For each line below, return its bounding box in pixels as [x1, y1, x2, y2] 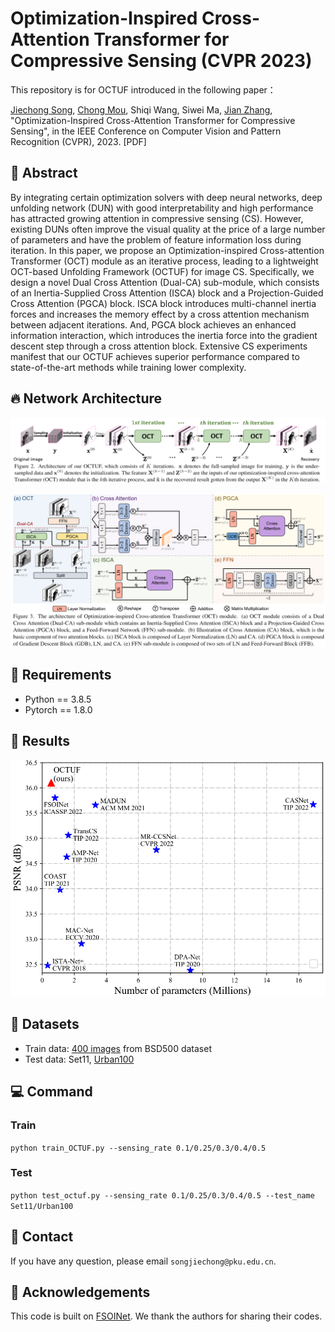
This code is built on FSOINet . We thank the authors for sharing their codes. [10, 1310, 323, 1322]
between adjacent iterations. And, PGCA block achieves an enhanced [10, 318, 297, 331]
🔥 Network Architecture [10, 390, 163, 407]
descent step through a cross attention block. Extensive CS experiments [10, 340, 308, 352]
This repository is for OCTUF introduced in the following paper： [10, 83, 277, 96]
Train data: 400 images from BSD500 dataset [24, 1042, 212, 1054]
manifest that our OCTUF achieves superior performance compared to [10, 350, 300, 362]
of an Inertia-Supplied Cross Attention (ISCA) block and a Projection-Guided [10, 287, 324, 299]
